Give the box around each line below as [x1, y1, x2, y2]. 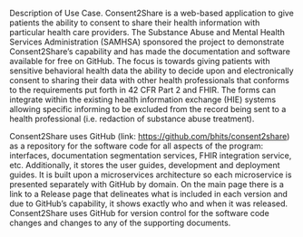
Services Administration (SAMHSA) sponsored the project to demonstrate [9, 36, 285, 47]
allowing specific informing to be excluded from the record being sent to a [9, 104, 287, 114]
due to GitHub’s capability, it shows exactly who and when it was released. [9, 198, 288, 209]
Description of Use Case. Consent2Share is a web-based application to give [9, 8, 295, 18]
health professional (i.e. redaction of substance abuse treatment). [9, 113, 255, 124]
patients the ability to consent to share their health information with [9, 17, 260, 28]
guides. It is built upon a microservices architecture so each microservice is [9, 169, 292, 180]
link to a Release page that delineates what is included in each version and [9, 189, 288, 199]
